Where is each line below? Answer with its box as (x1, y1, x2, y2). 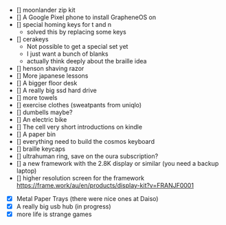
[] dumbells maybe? (16, 108, 73, 116)
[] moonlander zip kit (16, 6, 76, 14)
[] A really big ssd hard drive (16, 86, 97, 94)
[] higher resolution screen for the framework (16, 174, 145, 182)
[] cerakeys (16, 35, 49, 43)
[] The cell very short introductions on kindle (16, 123, 142, 131)
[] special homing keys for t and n (16, 21, 112, 28)
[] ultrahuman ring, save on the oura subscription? (16, 152, 159, 160)
